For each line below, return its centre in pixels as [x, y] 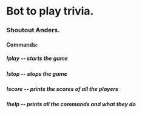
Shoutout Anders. [33, 30]
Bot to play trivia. [50, 11]
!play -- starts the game [37, 58]
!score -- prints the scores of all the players [62, 89]
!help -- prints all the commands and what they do [71, 104]
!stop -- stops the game [37, 73]
